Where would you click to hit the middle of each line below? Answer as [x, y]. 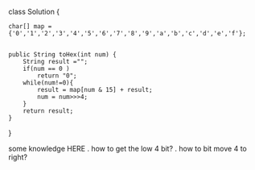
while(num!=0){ [48, 83]
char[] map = [30, 27]
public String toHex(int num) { [62, 55]
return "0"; [58, 76]
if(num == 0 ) [46, 68]
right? [18, 157]
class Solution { [34, 12]
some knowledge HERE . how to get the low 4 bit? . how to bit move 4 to [127, 149]
